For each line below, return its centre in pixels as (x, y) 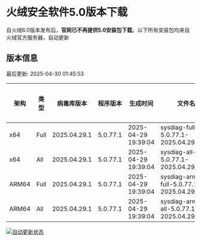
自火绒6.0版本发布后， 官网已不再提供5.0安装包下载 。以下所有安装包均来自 (98, 30)
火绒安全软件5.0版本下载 (67, 12)
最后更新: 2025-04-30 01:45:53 (45, 74)
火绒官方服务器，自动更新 (38, 37)
